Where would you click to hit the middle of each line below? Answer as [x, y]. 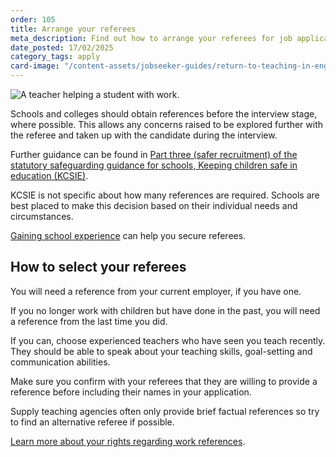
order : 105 [33, 19]
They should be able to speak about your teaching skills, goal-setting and [161, 351]
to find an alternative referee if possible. [92, 422]
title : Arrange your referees [73, 29]
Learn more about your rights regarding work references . [128, 441]
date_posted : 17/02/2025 [62, 47]
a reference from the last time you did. [89, 321]
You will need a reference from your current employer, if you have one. [156, 291]
